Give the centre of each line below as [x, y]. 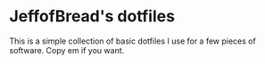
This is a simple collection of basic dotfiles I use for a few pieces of [132, 41]
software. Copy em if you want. [67, 50]
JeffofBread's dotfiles [92, 16]
